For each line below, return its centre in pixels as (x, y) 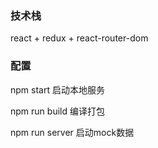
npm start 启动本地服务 (57, 89)
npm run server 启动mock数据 (72, 132)
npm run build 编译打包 (57, 111)
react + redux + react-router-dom (79, 38)
